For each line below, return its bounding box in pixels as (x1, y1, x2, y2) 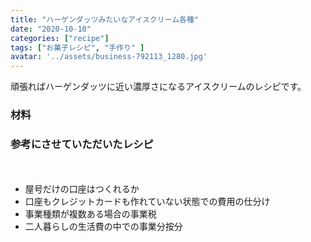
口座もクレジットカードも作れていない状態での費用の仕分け (24, 196, 271, 208)
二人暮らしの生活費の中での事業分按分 (24, 221, 183, 233)
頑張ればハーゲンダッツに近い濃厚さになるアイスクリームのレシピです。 (10, 81, 307, 93)
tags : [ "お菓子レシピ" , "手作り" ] (10, 42, 145, 53)
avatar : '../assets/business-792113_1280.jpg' (10, 52, 208, 62)
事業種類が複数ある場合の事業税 (24, 208, 157, 220)
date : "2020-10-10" (10, 24, 92, 34)
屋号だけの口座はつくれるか (24, 183, 140, 195)
